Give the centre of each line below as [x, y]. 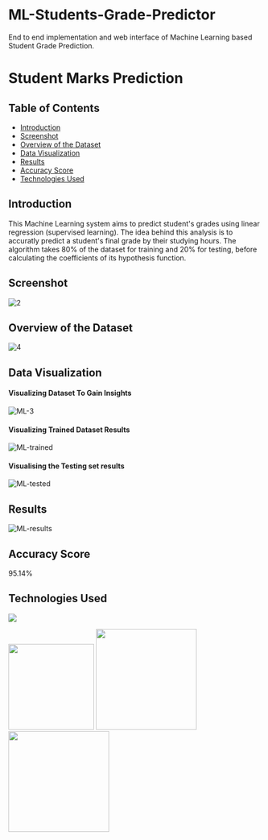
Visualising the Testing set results [66, 466]
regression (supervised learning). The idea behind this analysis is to [121, 232]
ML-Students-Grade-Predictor [112, 15]
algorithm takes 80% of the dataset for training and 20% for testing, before [133, 249]
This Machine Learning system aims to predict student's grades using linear [134, 223]
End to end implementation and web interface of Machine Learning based [130, 37]
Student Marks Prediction [96, 79]
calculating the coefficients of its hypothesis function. [97, 258]
